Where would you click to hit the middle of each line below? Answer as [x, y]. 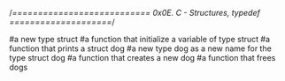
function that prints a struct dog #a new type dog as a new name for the [140, 48]
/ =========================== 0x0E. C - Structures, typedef [135, 13]
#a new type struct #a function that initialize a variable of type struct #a [140, 39]
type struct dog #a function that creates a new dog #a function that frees [142, 58]
